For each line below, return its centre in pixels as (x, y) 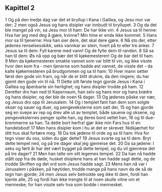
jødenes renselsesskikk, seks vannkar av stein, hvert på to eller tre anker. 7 (80, 45)
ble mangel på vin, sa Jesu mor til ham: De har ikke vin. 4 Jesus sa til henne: (81, 30)
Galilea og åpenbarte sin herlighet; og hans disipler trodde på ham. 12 (74, 86)
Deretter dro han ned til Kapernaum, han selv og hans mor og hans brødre (79, 92)
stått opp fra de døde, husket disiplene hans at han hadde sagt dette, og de (80, 159)
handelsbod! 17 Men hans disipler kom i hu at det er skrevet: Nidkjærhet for (80, 128)
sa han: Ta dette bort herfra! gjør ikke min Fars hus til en (85, 123)
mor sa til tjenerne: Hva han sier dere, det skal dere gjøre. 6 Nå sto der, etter (81, 40)
